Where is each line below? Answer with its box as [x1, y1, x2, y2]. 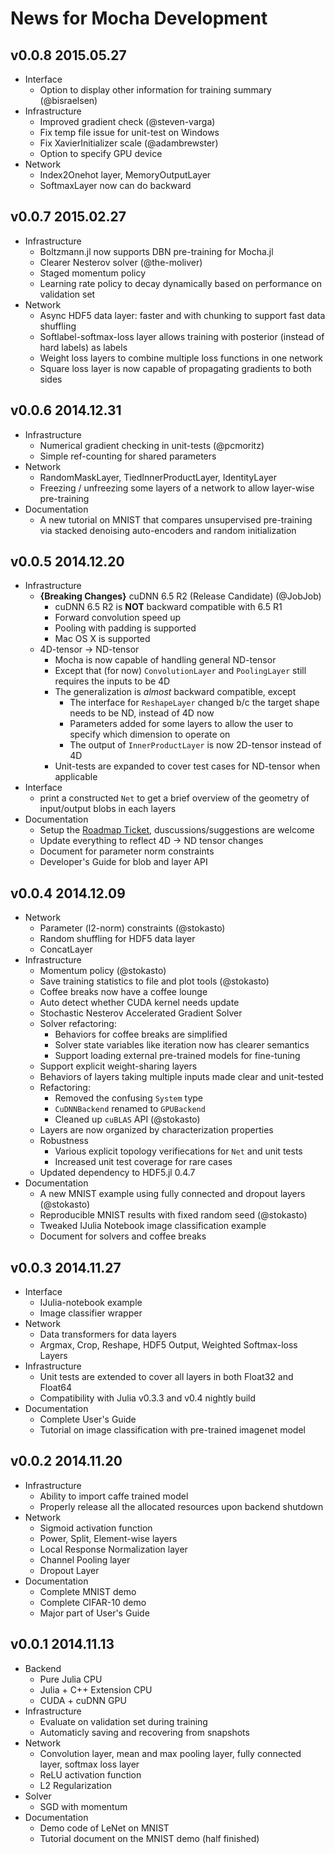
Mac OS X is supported [54, 633, 151, 645]
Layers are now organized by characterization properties [39, 1124, 274, 1136]
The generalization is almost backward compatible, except [54, 686, 297, 698]
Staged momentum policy [39, 267, 147, 279]
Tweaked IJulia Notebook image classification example [39, 1220, 267, 1232]
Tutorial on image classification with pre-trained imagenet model [39, 1424, 306, 1436]
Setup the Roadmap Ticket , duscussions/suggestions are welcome [39, 824, 315, 836]
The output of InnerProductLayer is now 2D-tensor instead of [69, 739, 322, 751]
